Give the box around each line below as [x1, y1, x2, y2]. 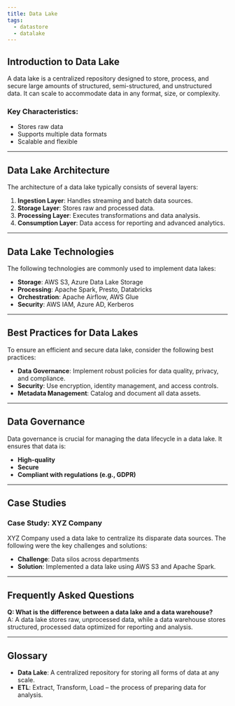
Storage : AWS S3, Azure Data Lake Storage [17, 277, 143, 286]
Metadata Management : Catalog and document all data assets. [17, 389, 201, 397]
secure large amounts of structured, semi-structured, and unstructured [7, 82, 212, 90]
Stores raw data [17, 123, 64, 131]
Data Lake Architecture [7, 164, 111, 176]
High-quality [17, 455, 56, 464]
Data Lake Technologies [7, 246, 114, 258]
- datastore [13, 23, 49, 30]
